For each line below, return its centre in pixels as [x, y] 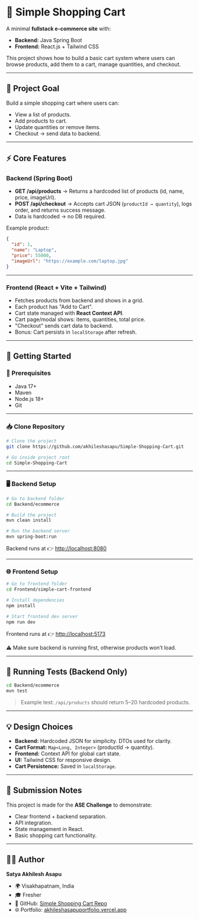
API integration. [33, 823]
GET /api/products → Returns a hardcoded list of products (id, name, [99, 191]
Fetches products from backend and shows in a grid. [79, 300]
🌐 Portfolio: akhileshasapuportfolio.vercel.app [71, 909]
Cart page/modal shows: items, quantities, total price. [80, 319]
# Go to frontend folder [37, 584]
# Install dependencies [36, 600]
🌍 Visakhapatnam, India [44, 886]
